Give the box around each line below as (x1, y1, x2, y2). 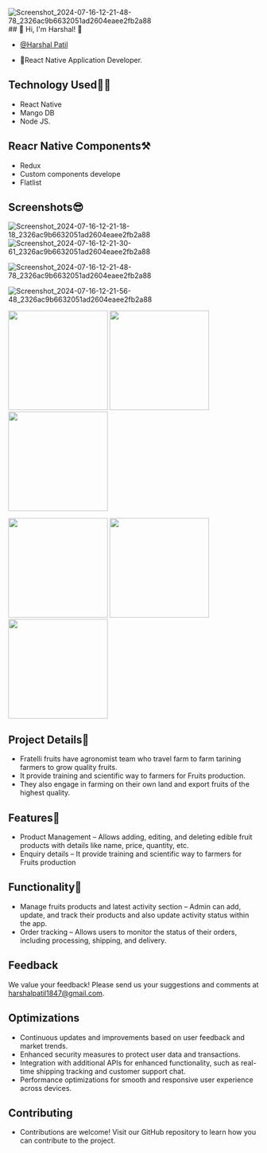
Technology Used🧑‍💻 (8, 78, 111, 92)
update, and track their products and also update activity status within (19, 910, 250, 920)
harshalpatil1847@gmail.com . (8, 988, 105, 998)
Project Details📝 (8, 733, 90, 746)
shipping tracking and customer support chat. (36, 1066, 186, 1076)
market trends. (19, 1041, 68, 1050)
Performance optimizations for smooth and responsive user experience (19, 1075, 253, 1085)
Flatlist (19, 178, 42, 187)
